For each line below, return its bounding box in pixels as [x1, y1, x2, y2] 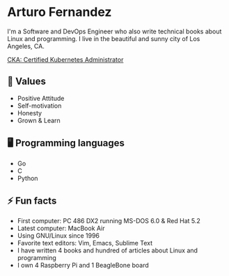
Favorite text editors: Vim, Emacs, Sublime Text [17, 239, 153, 247]
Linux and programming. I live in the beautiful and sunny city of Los [7, 34, 200, 42]
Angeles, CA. [7, 42, 45, 50]
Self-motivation [17, 102, 62, 110]
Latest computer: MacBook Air [17, 224, 105, 233]
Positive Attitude [17, 94, 65, 102]
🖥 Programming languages [7, 137, 125, 149]
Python [17, 174, 38, 182]
